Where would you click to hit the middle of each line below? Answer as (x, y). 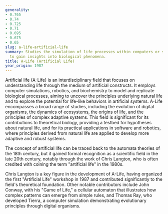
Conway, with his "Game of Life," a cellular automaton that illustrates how (81, 190)
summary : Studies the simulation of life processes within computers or (82, 52)
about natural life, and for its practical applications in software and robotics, (83, 128)
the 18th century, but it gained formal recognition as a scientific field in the (82, 154)
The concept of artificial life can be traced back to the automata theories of (82, 148)
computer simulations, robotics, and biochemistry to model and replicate (80, 91)
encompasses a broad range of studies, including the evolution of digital (80, 107)
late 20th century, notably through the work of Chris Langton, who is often (82, 159)
